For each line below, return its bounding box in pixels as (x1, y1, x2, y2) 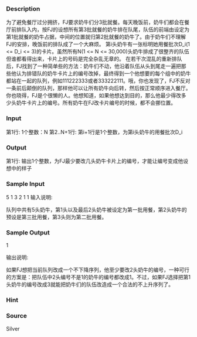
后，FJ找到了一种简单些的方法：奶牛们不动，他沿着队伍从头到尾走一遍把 (6, 63, 182, 70)
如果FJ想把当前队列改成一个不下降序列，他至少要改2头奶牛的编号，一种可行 (6, 266, 189, 274)
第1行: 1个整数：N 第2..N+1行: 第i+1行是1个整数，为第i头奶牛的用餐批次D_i (6, 128, 183, 135)
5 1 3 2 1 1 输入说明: (6, 194, 53, 201)
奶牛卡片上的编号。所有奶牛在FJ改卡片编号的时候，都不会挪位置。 (16, 99, 176, 107)
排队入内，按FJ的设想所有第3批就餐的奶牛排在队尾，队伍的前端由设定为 (16, 26, 189, 33)
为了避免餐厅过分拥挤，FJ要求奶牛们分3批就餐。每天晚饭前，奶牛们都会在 (6, 19, 185, 26)
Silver (6, 325, 20, 332)
